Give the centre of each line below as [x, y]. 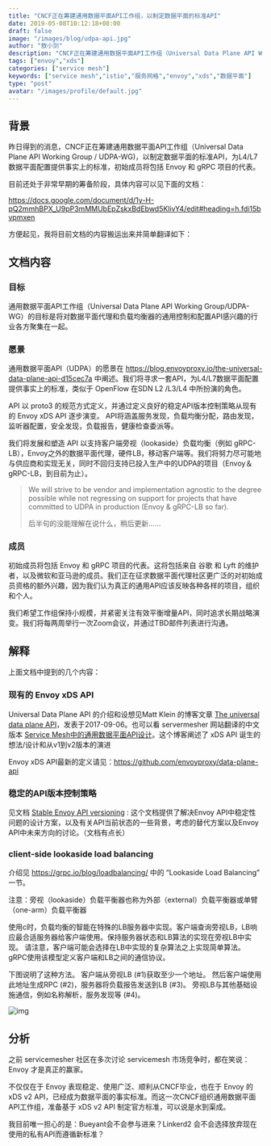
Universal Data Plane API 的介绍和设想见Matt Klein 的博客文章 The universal [134, 714]
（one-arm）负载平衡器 [48, 910]
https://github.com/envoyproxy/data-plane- [186, 761]
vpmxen [22, 217]
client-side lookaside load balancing [81, 853]
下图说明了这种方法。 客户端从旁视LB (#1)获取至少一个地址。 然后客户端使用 [135, 975]
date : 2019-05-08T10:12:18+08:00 [65, 23]
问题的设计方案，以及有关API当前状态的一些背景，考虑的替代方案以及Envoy [134, 822]
